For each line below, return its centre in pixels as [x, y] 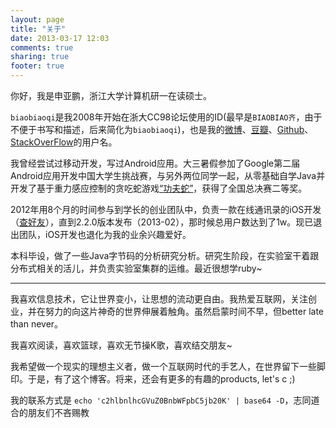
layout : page [37, 19]
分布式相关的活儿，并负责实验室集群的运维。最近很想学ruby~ [136, 268]
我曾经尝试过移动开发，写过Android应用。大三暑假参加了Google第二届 [155, 163]
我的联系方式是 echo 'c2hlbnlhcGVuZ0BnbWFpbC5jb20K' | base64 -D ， [152, 400]
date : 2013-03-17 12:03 [60, 38]
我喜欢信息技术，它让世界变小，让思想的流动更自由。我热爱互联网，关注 [159, 299]
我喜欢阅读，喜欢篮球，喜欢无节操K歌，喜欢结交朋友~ [121, 345]
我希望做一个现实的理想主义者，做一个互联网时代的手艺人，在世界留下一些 [163, 366]
